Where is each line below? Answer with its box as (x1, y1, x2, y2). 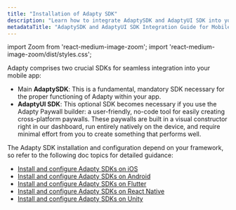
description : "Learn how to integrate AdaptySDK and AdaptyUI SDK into (7, 17, 221, 24)
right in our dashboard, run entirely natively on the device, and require (17, 123, 221, 131)
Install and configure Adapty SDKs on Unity (17, 194, 143, 203)
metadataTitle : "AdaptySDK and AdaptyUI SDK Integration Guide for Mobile (7, 23, 231, 30)
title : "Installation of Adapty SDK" (7, 10, 118, 18)
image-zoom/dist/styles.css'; (7, 50, 92, 58)
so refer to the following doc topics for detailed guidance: (7, 151, 173, 159)
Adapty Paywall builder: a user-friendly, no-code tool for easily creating (17, 107, 225, 116)
